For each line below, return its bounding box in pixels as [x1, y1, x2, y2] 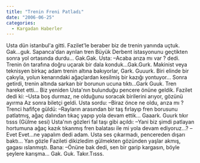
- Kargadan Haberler [11, 25, 63, 32]
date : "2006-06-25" [6, 14, 55, 20]
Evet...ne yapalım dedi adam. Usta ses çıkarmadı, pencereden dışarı [18, 131, 186, 138]
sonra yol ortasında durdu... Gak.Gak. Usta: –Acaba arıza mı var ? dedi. [6, 55, 180, 62]
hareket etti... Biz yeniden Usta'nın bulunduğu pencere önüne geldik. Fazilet [6, 86, 192, 93]
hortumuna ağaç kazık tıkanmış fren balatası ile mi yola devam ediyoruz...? [6, 125, 189, 132]
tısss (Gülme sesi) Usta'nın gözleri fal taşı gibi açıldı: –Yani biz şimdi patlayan [6, 118, 195, 126]
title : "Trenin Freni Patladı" [6, 8, 84, 15]
